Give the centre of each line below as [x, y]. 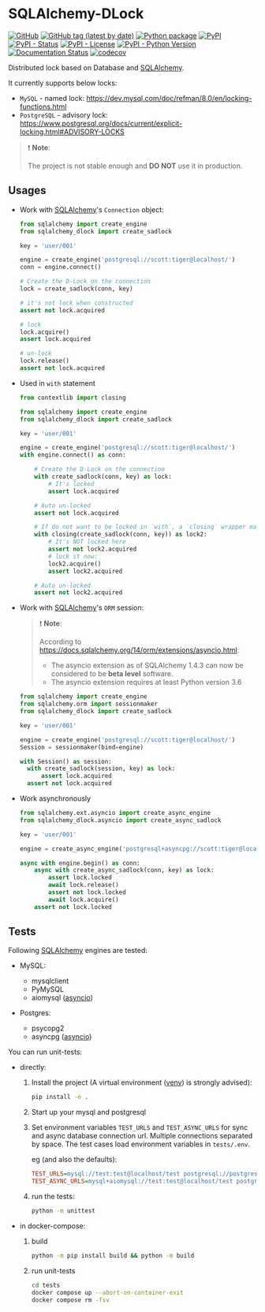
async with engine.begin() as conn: [80, 863]
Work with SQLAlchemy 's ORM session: [82, 607]
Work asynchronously [55, 798]
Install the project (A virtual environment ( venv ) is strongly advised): [142, 1082]
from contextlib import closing [73, 398]
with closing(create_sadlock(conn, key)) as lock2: [121, 535]
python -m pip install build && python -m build [113, 1255]
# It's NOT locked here [87, 542]
